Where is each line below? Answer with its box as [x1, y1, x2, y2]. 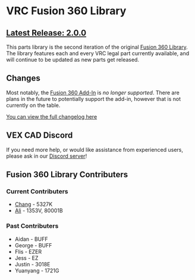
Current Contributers [6, 187, 68, 195]
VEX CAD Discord [6, 131, 73, 141]
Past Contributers [6, 222, 59, 230]
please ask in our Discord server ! [6, 152, 87, 160]
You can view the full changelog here [6, 113, 97, 120]
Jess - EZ [14, 254, 39, 262]
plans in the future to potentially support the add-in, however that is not [6, 95, 181, 102]
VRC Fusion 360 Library [6, 4, 127, 18]
